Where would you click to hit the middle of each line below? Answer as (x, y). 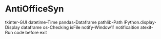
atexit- (147, 27)
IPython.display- (140, 22)
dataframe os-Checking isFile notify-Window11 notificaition (80, 27)
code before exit (30, 32)
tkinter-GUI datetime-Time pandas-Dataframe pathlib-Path (64, 22)
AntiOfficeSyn (35, 9)
